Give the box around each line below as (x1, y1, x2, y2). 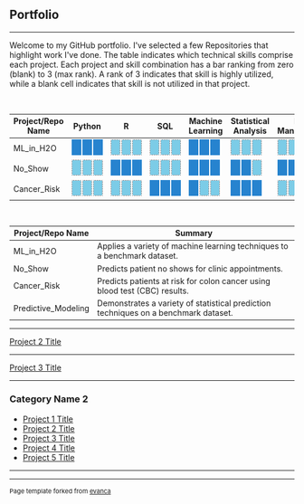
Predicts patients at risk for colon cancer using (97, 275, 271, 286)
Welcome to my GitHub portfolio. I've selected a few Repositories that (9, 40, 269, 51)
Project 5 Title (22, 452, 75, 462)
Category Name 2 (9, 393, 89, 405)
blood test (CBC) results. (97, 285, 189, 296)
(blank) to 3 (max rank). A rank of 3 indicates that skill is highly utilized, (9, 68, 274, 80)
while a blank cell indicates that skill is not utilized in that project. (9, 78, 251, 89)
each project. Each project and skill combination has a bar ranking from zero (9, 59, 294, 70)
